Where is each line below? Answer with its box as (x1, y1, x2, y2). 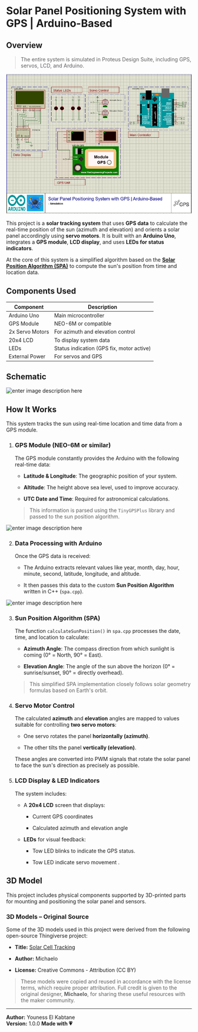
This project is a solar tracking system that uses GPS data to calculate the (6, 220, 187, 227)
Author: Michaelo (14, 955, 58, 962)
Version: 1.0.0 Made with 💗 (6, 1020, 72, 1027)
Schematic (6, 372, 47, 382)
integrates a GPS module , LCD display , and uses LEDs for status (6, 239, 164, 246)
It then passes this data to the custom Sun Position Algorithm (23, 582, 174, 589)
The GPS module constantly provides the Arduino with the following (14, 455, 180, 462)
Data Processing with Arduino (14, 539, 103, 547)
